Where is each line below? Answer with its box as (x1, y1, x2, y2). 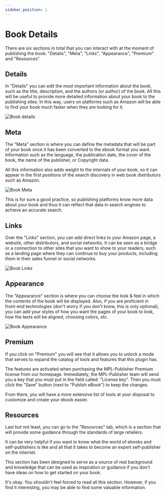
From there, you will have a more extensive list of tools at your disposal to (5, 391, 155, 397)
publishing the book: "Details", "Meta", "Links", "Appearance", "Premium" (5, 50, 154, 56)
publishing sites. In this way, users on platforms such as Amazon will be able (5, 99, 161, 105)
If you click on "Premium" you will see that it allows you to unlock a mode (5, 351, 154, 357)
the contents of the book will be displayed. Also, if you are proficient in (5, 298, 149, 304)
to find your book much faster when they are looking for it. (5, 104, 124, 110)
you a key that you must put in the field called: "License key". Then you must (5, 376, 161, 382)
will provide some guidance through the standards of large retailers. (5, 430, 143, 435)
